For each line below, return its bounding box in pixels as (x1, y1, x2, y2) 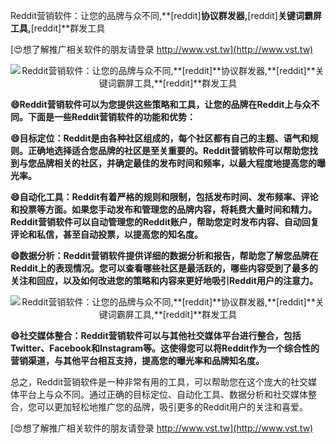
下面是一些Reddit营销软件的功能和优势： (27, 111, 196, 123)
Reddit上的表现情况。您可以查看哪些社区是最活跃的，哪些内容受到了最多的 (10, 262, 318, 274)
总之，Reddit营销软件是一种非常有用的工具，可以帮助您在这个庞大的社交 (10, 376, 309, 388)
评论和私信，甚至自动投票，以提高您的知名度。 (10, 229, 203, 240)
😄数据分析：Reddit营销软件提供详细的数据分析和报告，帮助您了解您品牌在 (10, 250, 319, 261)
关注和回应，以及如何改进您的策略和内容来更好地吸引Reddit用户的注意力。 (10, 275, 318, 286)
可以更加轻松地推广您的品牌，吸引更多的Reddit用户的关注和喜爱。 (36, 401, 309, 413)
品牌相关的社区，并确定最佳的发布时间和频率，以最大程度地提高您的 (36, 157, 317, 169)
